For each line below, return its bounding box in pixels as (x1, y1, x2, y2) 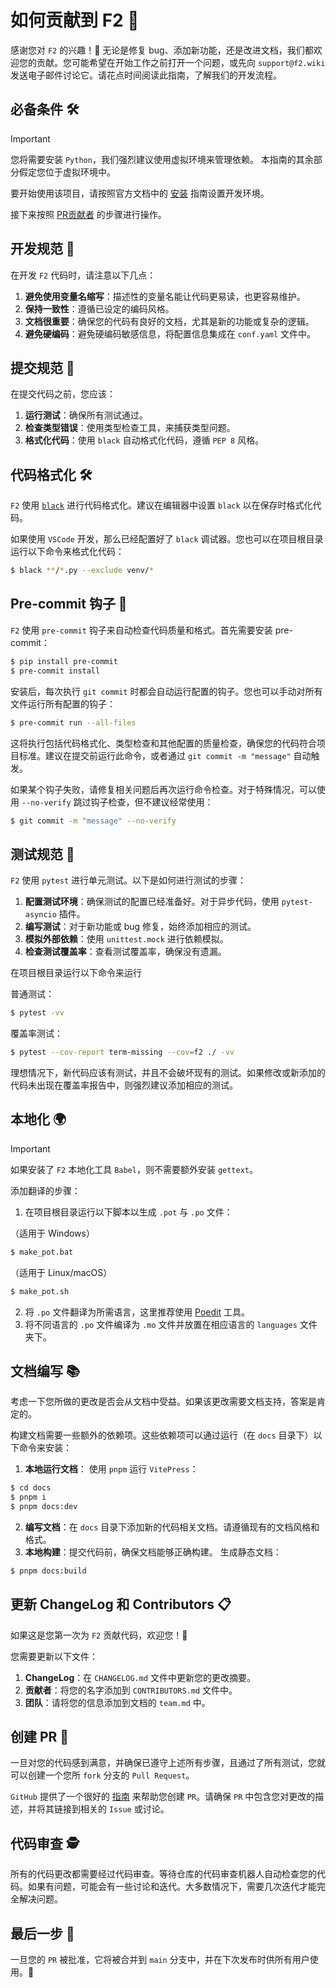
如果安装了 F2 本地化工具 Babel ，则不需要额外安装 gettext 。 (10, 1163, 258, 1175)
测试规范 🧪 (10, 846, 75, 863)
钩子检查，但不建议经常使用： (90, 796, 214, 808)
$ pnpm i (10, 1492, 47, 1503)
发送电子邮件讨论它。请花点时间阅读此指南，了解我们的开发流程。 (10, 69, 282, 81)
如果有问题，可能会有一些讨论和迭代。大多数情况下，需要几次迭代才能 (27, 1881, 317, 1893)
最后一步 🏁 (10, 1925, 75, 1942)
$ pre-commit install (10, 666, 101, 676)
